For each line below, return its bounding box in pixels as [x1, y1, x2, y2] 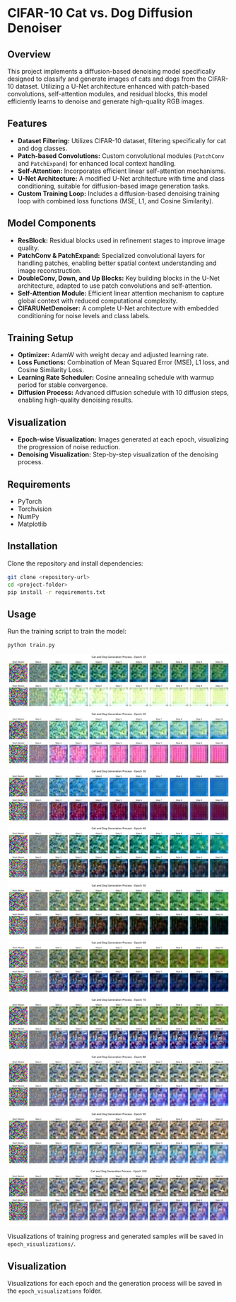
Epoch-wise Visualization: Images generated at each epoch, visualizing [17, 435, 229, 444]
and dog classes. [17, 144, 68, 152]
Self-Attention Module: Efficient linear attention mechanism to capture [17, 288, 225, 297]
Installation [7, 540, 58, 552]
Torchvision [17, 505, 52, 513]
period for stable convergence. [17, 381, 108, 389]
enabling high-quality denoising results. [17, 395, 134, 405]
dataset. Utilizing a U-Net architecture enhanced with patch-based [15, 82, 210, 90]
